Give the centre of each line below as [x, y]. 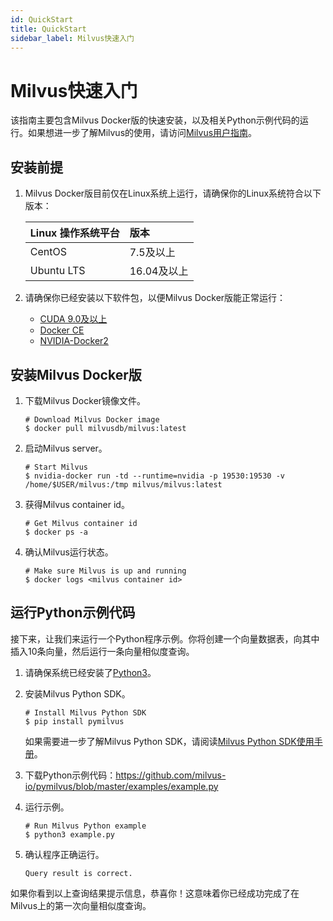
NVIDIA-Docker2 [74, 341]
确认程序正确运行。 [64, 854]
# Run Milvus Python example [85, 826]
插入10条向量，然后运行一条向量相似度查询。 [102, 651]
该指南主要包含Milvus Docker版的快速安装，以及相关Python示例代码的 [155, 120]
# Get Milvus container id [81, 523]
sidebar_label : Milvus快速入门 [72, 38]
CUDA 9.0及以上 [73, 319]
